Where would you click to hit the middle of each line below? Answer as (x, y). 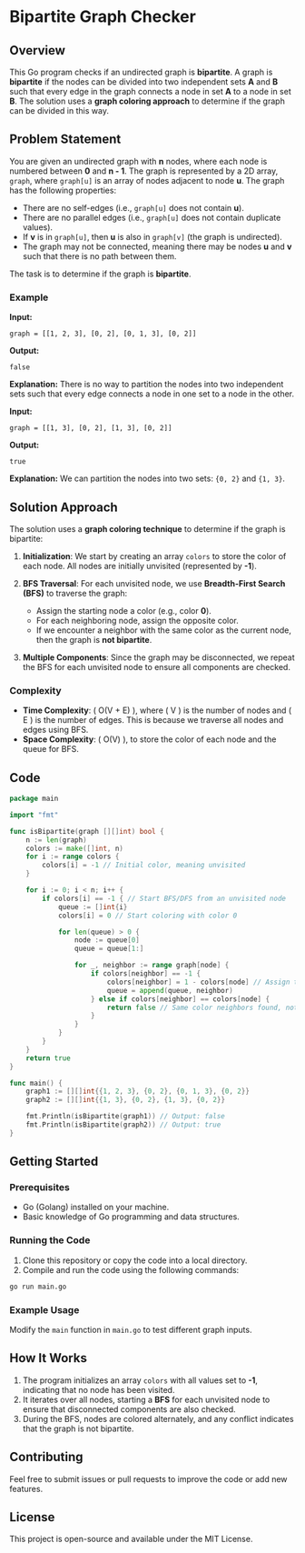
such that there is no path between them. (99, 255)
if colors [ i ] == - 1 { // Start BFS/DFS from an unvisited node (164, 898)
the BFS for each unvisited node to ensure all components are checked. (156, 666)
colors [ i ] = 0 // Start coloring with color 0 (148, 916)
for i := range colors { (73, 857)
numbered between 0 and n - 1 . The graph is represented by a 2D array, (144, 171)
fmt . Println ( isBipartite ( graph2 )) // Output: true (123, 1125)
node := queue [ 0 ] (107, 940)
